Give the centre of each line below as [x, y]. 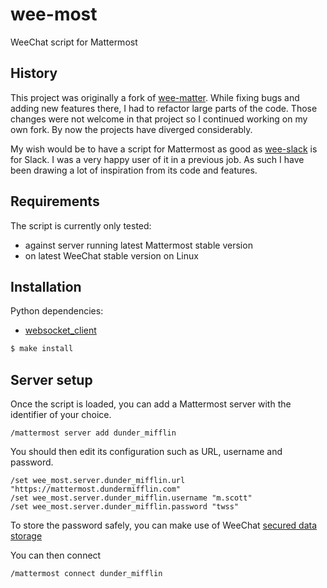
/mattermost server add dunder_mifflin [93, 433]
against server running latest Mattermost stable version [138, 245]
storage [26, 536]
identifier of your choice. [61, 415]
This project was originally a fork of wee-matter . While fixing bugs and [155, 97]
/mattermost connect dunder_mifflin [86, 574]
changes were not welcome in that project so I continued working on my [159, 119]
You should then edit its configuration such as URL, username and [146, 452]
